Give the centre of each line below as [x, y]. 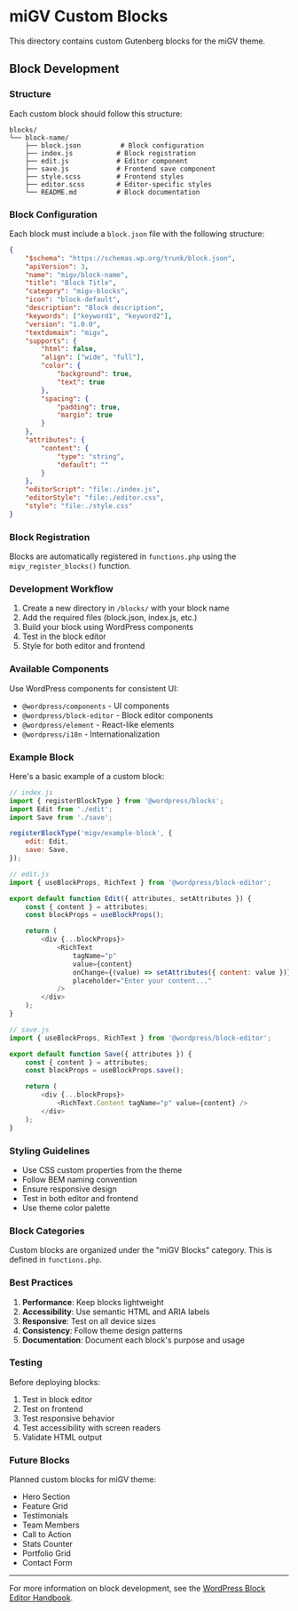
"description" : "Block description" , [95, 308]
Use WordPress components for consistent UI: [94, 688]
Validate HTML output [62, 1437]
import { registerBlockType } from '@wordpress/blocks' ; [117, 801]
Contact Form [47, 1563]
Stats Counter [47, 1544]
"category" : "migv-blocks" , [77, 291]
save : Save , [47, 850]
